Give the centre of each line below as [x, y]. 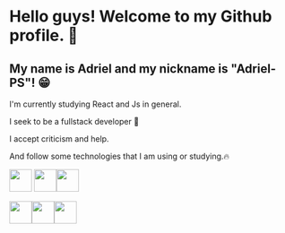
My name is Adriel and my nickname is [119, 69]
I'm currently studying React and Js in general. [95, 104]
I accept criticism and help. [59, 139]
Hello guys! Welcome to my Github [141, 17]
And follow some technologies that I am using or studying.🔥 [120, 156]
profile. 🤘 [44, 35]
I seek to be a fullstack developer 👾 [74, 121]
